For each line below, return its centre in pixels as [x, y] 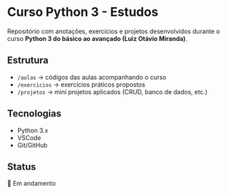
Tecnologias [34, 114]
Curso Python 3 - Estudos [83, 12]
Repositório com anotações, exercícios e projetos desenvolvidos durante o [113, 31]
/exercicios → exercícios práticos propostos [81, 85]
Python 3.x [33, 130]
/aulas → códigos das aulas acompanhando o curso [92, 77]
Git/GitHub [32, 145]
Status [22, 167]
